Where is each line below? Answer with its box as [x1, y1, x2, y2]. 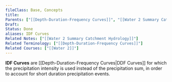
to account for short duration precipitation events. [5, 70, 111, 77]
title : [5, 12, 19, 17]
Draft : [5, 22, 19, 27]
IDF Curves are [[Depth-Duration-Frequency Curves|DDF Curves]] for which [5, 59, 167, 66]
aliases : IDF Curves [5, 31, 50, 36]
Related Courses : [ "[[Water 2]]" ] [5, 46, 79, 51]
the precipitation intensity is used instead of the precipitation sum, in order [5, 65, 162, 71]
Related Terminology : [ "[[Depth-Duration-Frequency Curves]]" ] [5, 41, 143, 46]
